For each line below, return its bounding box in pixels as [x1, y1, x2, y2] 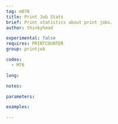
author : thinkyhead [6, 24, 53, 31]
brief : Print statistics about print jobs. [6, 19, 113, 25]
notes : [6, 83, 22, 89]
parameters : [6, 94, 35, 100]
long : [6, 72, 19, 79]
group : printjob [6, 46, 45, 52]
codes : [6, 56, 22, 62]
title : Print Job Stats [6, 14, 64, 20]
